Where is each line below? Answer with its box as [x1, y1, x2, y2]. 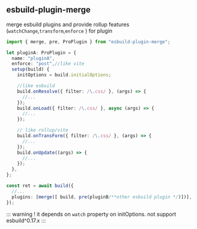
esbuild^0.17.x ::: [6, 216, 46, 224]
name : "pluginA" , [11, 55, 55, 61]
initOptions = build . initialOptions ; [17, 72, 112, 78]
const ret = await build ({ [6, 183, 74, 189]
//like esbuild [17, 83, 55, 89]
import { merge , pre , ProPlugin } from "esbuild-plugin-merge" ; [6, 38, 171, 44]
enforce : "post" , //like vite [11, 61, 85, 67]
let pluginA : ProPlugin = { [6, 49, 77, 56]
